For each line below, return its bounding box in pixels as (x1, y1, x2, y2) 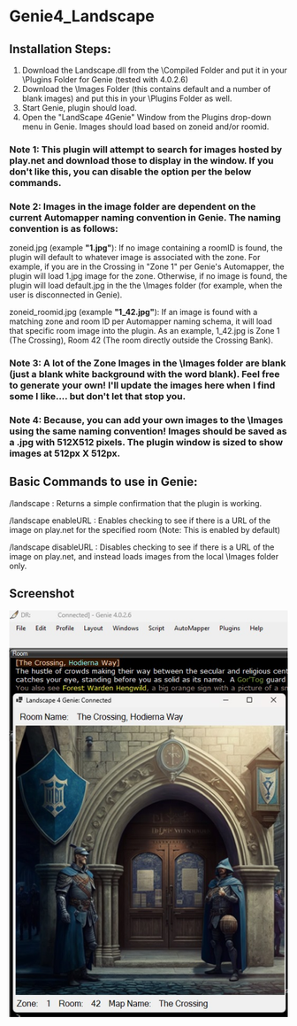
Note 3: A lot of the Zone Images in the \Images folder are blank (9, 357, 286, 369)
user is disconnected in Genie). (9, 289, 123, 300)
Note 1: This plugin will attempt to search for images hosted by (9, 143, 283, 156)
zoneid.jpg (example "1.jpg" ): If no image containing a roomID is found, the (9, 243, 283, 253)
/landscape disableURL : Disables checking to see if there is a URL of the (9, 542, 275, 552)
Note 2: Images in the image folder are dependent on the (9, 200, 256, 212)
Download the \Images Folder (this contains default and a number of (21, 84, 271, 94)
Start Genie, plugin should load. (21, 103, 137, 112)
